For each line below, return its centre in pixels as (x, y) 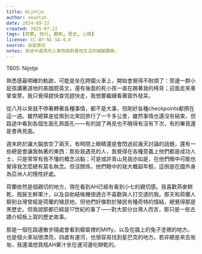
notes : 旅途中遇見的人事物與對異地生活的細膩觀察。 (63, 51)
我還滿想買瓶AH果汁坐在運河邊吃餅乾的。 (68, 244)
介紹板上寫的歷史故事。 (40, 217)
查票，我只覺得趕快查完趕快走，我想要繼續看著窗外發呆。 (82, 95)
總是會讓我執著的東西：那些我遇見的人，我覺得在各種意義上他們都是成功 (101, 151)
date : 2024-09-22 (28, 23)
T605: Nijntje (22, 68)
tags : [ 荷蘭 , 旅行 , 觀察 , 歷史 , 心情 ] (50, 34)
